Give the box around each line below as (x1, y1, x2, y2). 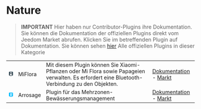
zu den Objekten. (75, 80, 118, 87)
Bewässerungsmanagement (45, 95, 115, 102)
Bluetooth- (115, 74, 143, 81)
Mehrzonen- (81, 88, 114, 95)
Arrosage (18, 92, 41, 99)
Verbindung (45, 80, 75, 87)
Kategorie (20, 48, 45, 55)
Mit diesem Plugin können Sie (45, 61, 119, 68)
